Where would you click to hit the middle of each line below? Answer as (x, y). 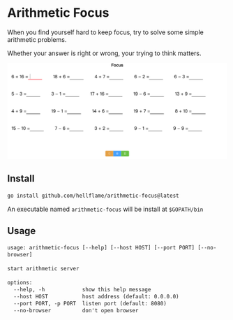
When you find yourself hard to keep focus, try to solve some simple (105, 32)
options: (20, 283)
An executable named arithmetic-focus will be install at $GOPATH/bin (105, 209)
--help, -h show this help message (82, 290)
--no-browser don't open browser (76, 311)
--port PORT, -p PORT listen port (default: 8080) (90, 304)
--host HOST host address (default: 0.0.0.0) (96, 297)
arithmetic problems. (37, 39)
